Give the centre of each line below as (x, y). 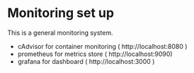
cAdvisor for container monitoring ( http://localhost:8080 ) (102, 46)
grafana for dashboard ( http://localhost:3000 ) (86, 61)
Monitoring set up (61, 13)
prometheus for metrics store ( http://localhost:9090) (95, 54)
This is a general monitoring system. (60, 33)
